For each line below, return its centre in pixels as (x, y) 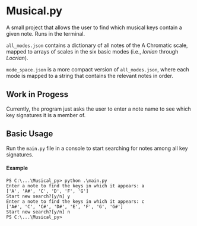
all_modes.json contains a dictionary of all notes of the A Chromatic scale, (97, 45)
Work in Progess (37, 94)
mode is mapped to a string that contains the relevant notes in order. (90, 76)
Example (17, 168)
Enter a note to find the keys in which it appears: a (75, 186)
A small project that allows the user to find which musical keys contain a (94, 27)
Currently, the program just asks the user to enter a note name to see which (99, 109)
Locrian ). (17, 58)
